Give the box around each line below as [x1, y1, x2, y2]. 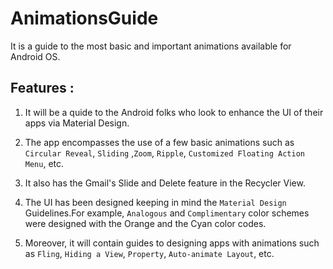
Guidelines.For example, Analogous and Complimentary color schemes [24, 207, 310, 219]
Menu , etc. [24, 157, 65, 169]
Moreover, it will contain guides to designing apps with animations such [24, 237, 320, 249]
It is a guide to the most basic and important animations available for [10, 40, 292, 52]
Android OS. [10, 50, 61, 62]
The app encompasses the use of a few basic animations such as [24, 136, 295, 148]
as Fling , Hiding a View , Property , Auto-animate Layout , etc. [24, 247, 275, 259]
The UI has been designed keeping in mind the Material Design [24, 196, 287, 208]
